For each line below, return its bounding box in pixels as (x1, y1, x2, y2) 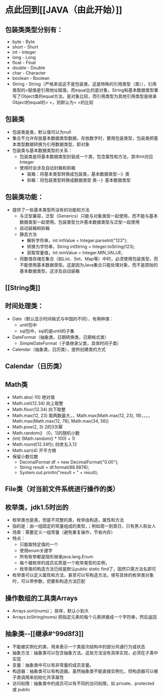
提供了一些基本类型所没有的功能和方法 (12, 207, 90, 213)
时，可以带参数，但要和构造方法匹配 (12, 578, 86, 584)
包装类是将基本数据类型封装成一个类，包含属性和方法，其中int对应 (19, 153, 153, 159)
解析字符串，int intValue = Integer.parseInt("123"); (26, 237, 128, 243)
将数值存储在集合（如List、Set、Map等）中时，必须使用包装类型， (19, 256, 154, 262)
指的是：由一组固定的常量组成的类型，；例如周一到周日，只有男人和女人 (12, 523, 156, 529)
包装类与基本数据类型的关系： (12, 147, 72, 153)
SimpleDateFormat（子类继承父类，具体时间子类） (19, 340, 121, 346)
